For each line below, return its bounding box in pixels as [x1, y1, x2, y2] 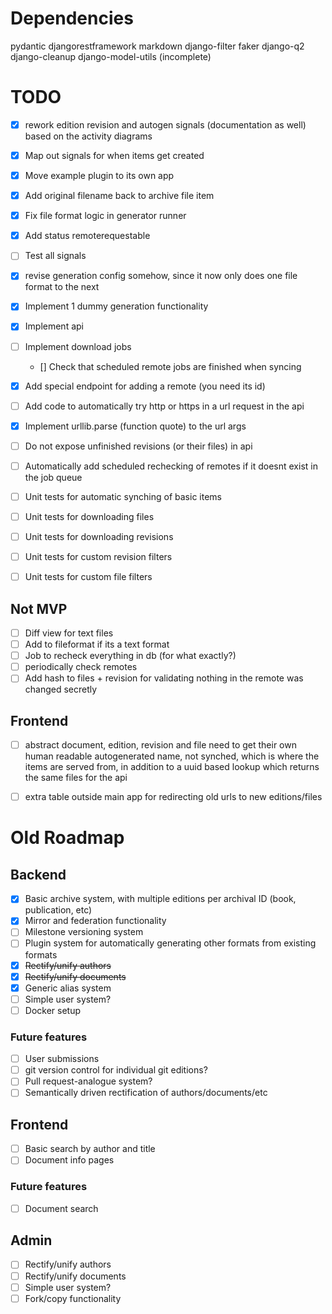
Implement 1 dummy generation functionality [24, 300, 209, 312]
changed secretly [24, 683, 98, 696]
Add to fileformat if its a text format [24, 638, 170, 651]
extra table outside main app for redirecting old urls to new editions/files [24, 791, 323, 803]
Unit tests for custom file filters [24, 571, 153, 583]
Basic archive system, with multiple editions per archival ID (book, [24, 893, 297, 905]
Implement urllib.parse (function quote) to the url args [24, 420, 247, 432]
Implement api [24, 320, 84, 332]
